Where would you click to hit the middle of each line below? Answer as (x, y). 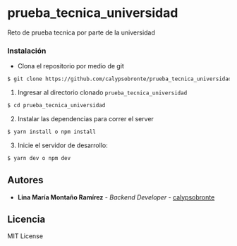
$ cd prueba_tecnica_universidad (56, 106)
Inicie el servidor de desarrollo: (62, 145)
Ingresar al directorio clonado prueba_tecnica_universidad (102, 92)
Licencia (26, 219)
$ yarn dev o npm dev (39, 158)
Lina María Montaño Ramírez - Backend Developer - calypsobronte (116, 197)
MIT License (25, 236)
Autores (25, 180)
